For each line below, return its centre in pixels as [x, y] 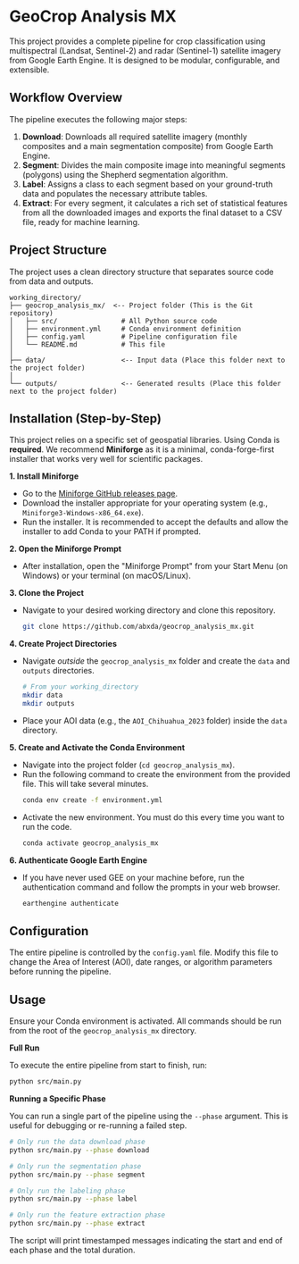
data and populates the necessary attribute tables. [115, 193]
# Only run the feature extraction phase [87, 1215]
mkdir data [42, 695]
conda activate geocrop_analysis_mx [90, 843]
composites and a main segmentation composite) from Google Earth [148, 146]
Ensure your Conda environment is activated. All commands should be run [146, 1021]
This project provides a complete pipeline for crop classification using [137, 41]
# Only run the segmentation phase [75, 1166]
